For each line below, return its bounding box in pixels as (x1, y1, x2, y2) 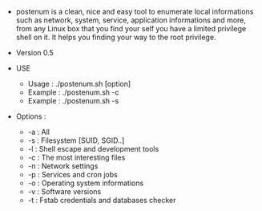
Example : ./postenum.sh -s (27, 96, 119, 105)
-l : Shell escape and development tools (27, 144, 159, 153)
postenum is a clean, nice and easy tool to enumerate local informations (15, 7, 254, 16)
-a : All (27, 128, 50, 136)
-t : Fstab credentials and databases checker (27, 196, 176, 205)
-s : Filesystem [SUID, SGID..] (27, 136, 125, 145)
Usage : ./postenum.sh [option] (27, 79, 131, 88)
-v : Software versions (27, 187, 102, 196)
